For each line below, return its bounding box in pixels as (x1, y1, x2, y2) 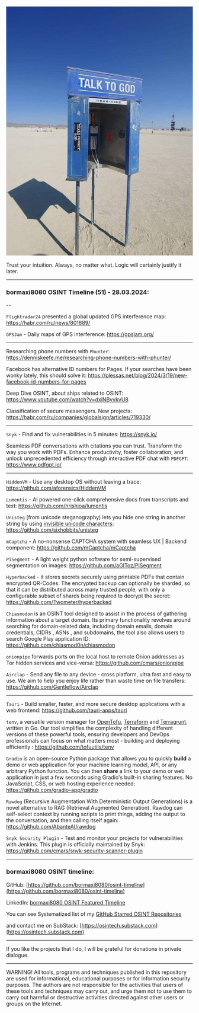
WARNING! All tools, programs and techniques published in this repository (6, 969, 187, 976)
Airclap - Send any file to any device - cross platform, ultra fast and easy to (6, 671, 191, 678)
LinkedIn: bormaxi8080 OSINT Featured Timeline (6, 899, 126, 906)
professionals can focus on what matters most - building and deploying (6, 737, 180, 744)
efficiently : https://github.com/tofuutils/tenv (6, 743, 114, 750)
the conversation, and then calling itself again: (6, 817, 119, 824)
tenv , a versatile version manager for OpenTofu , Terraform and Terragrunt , (6, 718, 188, 726)
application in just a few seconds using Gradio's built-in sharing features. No (6, 774, 193, 781)
